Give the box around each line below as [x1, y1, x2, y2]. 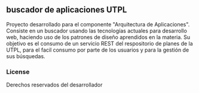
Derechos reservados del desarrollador [6, 81, 103, 89]
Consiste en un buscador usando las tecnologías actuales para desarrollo [6, 27, 187, 34]
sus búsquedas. [6, 52, 46, 59]
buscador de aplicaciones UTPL [6, 5, 127, 15]
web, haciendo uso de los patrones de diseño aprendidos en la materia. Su [6, 33, 191, 41]
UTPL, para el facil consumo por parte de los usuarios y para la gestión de [6, 46, 189, 53]
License [6, 67, 30, 76]
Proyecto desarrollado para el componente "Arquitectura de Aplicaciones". [6, 20, 190, 28]
